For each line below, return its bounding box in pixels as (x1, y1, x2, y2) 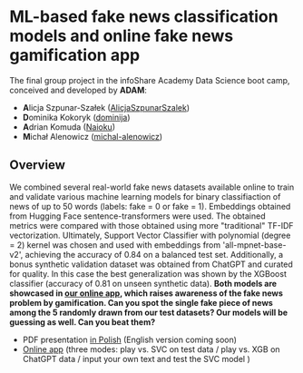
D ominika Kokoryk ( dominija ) (22, 112, 131, 123)
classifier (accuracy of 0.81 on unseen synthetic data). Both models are (9, 278, 278, 289)
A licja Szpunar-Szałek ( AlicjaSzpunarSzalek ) (22, 102, 191, 113)
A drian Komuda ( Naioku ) (22, 121, 116, 133)
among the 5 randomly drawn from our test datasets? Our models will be (9, 307, 288, 318)
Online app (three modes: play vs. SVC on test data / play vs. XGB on (22, 343, 280, 355)
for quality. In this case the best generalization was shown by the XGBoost (9, 268, 288, 279)
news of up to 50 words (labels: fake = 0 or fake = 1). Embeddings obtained (9, 201, 291, 211)
